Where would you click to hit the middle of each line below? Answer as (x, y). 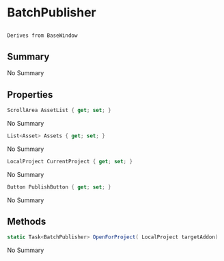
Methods (27, 221)
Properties (30, 95)
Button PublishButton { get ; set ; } (59, 187)
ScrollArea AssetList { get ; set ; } (59, 111)
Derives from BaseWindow (42, 36)
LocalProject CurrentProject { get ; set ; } (70, 161)
